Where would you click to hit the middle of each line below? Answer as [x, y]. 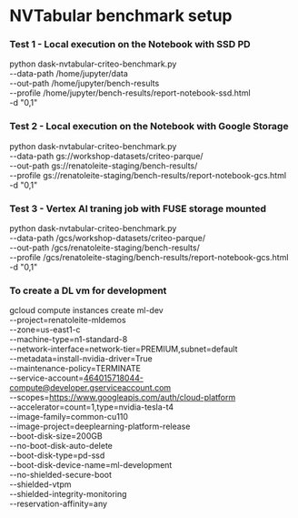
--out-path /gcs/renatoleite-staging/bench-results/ [104, 248]
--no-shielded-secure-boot [60, 475]
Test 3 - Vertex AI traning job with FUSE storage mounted [138, 208]
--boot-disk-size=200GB [56, 436]
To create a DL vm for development [88, 290]
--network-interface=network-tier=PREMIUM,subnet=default [124, 349]
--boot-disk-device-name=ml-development [91, 465]
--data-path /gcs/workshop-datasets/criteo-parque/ [108, 239]
